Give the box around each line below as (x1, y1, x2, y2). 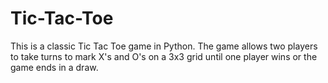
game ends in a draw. (10, 61, 99, 73)
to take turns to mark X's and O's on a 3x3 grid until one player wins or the (10, 50, 318, 62)
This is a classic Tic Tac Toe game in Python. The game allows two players (10, 40, 318, 52)
